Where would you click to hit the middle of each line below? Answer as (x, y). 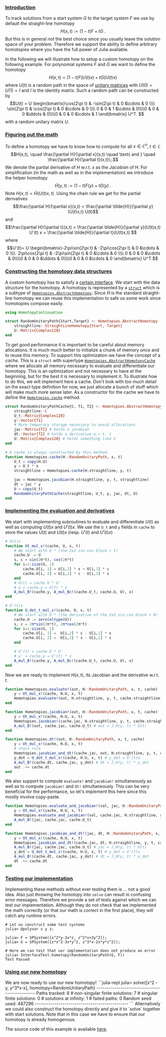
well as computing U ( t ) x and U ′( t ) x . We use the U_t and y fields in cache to (80, 527)
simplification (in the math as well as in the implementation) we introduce (79, 173)
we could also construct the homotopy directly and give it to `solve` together (83, 1009)
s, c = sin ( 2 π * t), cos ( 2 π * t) (44, 560)
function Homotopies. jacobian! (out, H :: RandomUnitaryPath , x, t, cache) (82, 712)
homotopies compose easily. (34, 303)
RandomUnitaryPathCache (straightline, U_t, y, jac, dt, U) (76, 493)
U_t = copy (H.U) (31, 461)
